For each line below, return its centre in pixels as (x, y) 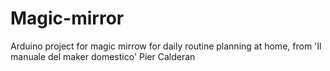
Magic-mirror (67, 18)
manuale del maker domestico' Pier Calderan (103, 56)
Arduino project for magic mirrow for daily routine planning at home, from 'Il (166, 46)
